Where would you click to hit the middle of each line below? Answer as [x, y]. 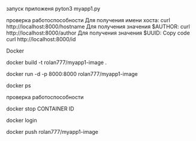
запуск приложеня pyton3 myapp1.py [53, 9]
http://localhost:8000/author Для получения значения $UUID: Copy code [98, 33]
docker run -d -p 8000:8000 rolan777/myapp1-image [72, 74]
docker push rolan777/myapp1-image [52, 132]
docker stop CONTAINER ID [40, 109]
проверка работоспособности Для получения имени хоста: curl [88, 20]
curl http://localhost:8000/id [41, 39]
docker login [22, 120]
